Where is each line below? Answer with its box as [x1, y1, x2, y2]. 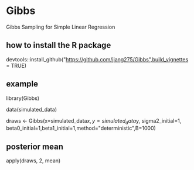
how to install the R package [6, 40, 111, 50]
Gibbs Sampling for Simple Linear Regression [6, 23, 115, 30]
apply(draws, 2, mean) [6, 157, 61, 164]
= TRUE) [6, 62, 27, 69]
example [6, 79, 39, 89]
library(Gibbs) [6, 95, 40, 102]
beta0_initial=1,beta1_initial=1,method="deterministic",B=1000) [6, 124, 156, 132]
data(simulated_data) [6, 106, 57, 113]
